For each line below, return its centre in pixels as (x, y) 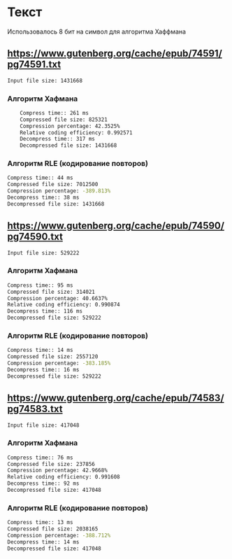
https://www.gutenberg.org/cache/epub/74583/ (116, 398)
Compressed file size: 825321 (64, 120)
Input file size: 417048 (43, 425)
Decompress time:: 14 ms (43, 542)
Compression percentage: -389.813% (59, 191)
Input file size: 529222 (43, 253)
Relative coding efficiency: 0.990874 (64, 305)
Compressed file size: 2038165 (53, 529)
